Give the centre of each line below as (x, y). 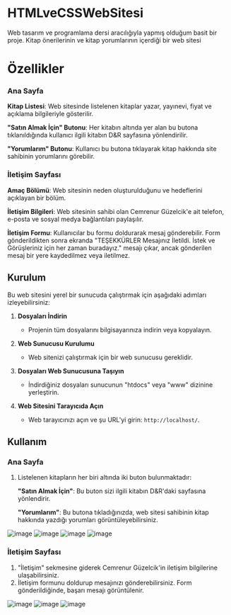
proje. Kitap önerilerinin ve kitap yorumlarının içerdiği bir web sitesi (104, 40)
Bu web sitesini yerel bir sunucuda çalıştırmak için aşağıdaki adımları (107, 295)
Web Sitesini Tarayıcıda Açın (60, 406)
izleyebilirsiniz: (29, 302)
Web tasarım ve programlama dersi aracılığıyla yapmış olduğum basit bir (112, 33)
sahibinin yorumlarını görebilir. (51, 157)
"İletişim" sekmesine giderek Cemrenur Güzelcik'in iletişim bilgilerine (117, 568)
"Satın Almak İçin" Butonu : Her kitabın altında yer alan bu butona (103, 128)
